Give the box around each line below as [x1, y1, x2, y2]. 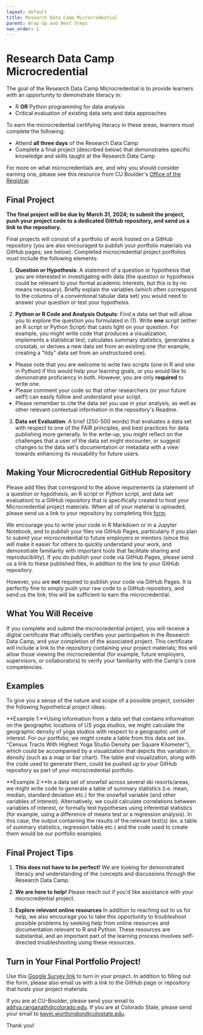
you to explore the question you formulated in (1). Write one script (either [15, 317, 198, 324]
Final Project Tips [6, 848, 74, 858]
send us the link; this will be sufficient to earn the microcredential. [6, 591, 171, 598]
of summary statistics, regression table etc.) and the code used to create [6, 823, 188, 831]
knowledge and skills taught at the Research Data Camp [15, 152, 155, 160]
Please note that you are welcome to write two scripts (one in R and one [15, 361, 195, 368]
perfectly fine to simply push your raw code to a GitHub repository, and [6, 584, 184, 592]
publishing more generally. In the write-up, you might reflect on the [15, 431, 183, 437]
